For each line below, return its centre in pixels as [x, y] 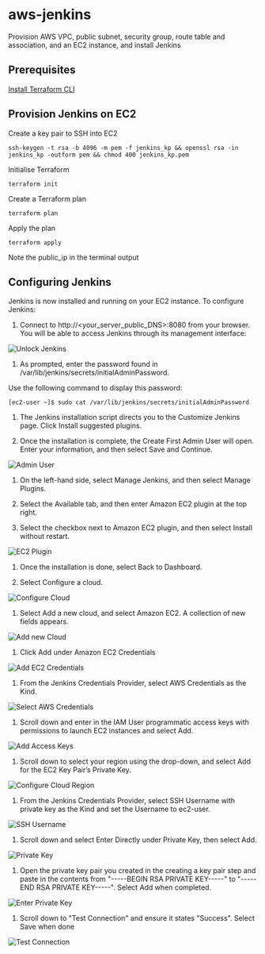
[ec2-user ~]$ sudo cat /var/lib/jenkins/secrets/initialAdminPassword [129, 402]
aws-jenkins [50, 15]
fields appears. [44, 621]
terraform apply [35, 242]
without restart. [44, 537]
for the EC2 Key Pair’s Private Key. [76, 770]
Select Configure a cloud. [61, 583]
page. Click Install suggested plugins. [81, 425]
